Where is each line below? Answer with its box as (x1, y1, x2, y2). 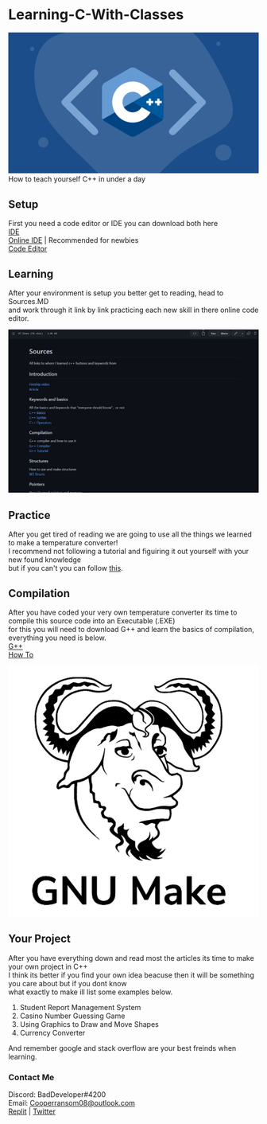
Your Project (8, 932, 72, 946)
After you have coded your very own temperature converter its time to (8, 607, 238, 617)
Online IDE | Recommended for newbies (8, 236, 139, 245)
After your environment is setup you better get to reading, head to (8, 288, 224, 298)
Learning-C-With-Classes (8, 6, 184, 24)
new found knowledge (8, 555, 82, 564)
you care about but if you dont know (8, 978, 127, 988)
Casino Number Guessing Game (19, 1011, 126, 1021)
